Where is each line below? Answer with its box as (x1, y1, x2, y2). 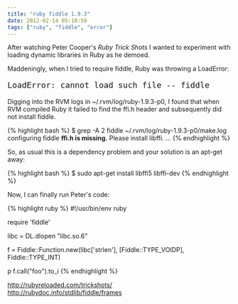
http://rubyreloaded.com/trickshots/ (7, 281, 112, 289)
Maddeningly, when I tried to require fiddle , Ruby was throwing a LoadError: (7, 65, 229, 73)
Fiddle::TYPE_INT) (7, 253, 61, 262)
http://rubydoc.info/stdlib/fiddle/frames (7, 288, 122, 297)
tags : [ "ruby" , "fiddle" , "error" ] (7, 23, 113, 31)
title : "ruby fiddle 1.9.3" (7, 10, 91, 18)
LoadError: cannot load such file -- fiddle (7, 80, 210, 90)
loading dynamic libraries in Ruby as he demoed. (7, 51, 151, 59)
